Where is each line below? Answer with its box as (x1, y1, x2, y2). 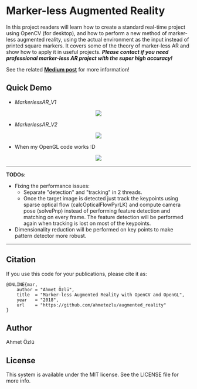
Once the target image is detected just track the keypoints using (23, 194, 179, 202)
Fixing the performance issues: (14, 182, 90, 189)
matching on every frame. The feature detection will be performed (23, 213, 184, 220)
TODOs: (6, 171, 26, 178)
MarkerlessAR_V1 (14, 98, 57, 105)
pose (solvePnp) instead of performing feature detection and (23, 207, 171, 214)
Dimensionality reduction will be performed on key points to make (14, 226, 174, 233)
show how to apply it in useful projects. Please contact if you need (6, 48, 169, 55)
